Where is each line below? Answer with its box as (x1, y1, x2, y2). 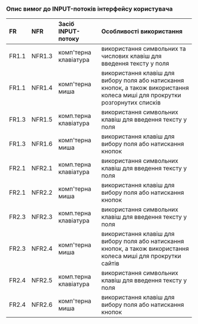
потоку (58, 35, 80, 43)
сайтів (101, 259, 120, 267)
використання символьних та (101, 45, 186, 53)
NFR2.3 (31, 213, 53, 221)
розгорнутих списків (101, 99, 161, 107)
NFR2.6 (31, 300, 53, 309)
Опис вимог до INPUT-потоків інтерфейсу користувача (6, 5, 173, 13)
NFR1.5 (31, 116, 53, 124)
